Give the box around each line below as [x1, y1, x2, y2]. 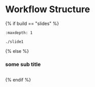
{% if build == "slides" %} [5, 20, 59, 26]
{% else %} [5, 48, 29, 54]
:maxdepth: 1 [5, 30, 33, 35]
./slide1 [5, 39, 24, 44]
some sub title [5, 61, 41, 68]
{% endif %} [5, 77, 31, 83]
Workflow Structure [5, 4, 90, 15]
